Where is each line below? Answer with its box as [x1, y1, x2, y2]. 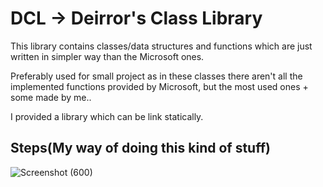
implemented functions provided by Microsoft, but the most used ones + [10, 80, 309, 92]
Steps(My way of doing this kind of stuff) [10, 140, 271, 157]
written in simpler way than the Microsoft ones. [10, 50, 205, 62]
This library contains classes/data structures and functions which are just [10, 40, 313, 52]
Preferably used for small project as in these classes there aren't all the [10, 70, 303, 82]
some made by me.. [10, 91, 92, 103]
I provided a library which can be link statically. [10, 110, 204, 122]
